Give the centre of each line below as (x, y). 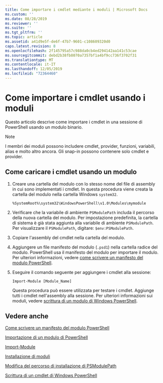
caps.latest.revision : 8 (30, 46)
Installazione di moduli (28, 356)
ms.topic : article (24, 37)
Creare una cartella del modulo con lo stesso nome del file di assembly (84, 184)
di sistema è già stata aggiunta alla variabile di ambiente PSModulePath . (83, 223)
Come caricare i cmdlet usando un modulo (71, 172)
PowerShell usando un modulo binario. (44, 127)
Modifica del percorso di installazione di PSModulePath (61, 366)
